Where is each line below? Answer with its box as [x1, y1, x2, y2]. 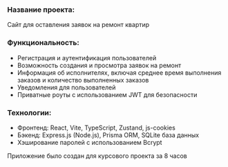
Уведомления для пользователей [17, 83, 116, 91]
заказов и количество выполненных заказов [17, 76, 149, 84]
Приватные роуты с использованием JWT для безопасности [17, 90, 198, 98]
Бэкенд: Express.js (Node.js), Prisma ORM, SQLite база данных [17, 130, 199, 139]
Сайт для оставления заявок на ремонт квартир [7, 21, 150, 29]
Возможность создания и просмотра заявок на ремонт [17, 61, 182, 69]
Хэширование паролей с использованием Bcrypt [17, 138, 162, 146]
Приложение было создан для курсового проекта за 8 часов [7, 151, 188, 160]
